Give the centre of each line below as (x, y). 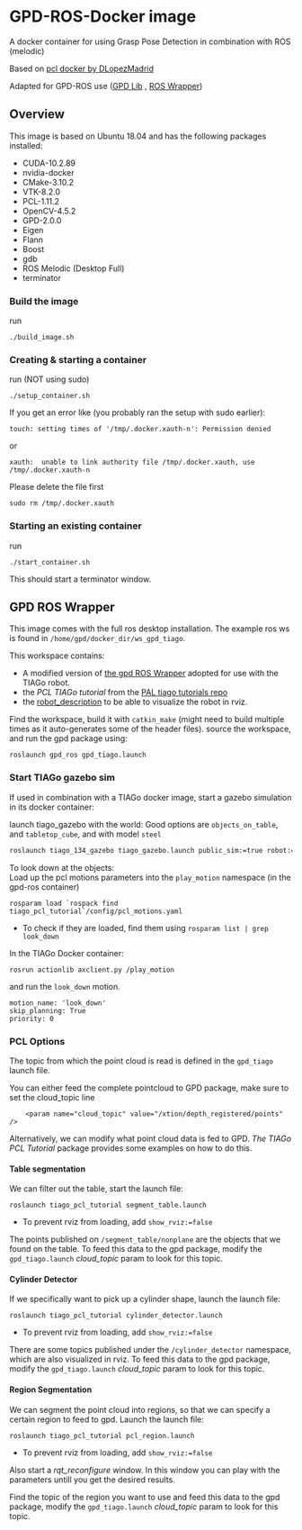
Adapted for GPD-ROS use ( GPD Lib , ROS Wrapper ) (106, 86)
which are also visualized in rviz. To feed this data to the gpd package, (140, 1359)
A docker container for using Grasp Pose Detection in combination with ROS (150, 41)
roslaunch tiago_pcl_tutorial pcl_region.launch (102, 1435)
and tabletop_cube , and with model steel (85, 834)
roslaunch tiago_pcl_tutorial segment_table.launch (108, 1205)
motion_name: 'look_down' (58, 1003)
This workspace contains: (57, 656)
